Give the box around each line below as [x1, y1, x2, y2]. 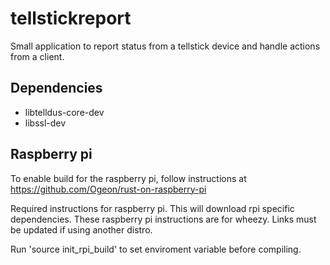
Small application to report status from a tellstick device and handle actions [10, 40, 321, 52]
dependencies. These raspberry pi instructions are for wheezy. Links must [10, 213, 317, 225]
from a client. [10, 50, 65, 62]
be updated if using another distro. [10, 223, 153, 236]
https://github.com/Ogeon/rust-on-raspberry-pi [10, 183, 207, 195]
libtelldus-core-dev [24, 106, 105, 118]
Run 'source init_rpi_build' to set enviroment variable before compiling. [10, 243, 302, 255]
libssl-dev [24, 117, 67, 129]
